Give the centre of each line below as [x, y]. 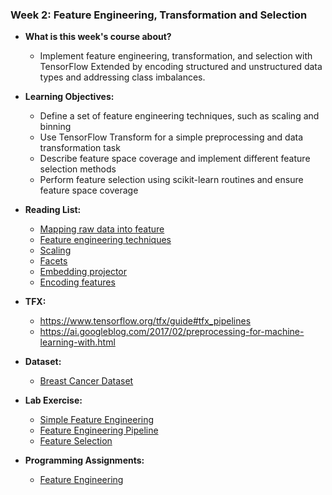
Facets [53, 261]
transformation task [80, 148]
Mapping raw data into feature [102, 229]
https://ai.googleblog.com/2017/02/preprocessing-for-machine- [172, 332]
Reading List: [53, 210]
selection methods [78, 169]
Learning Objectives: [69, 97]
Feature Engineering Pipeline [99, 430]
